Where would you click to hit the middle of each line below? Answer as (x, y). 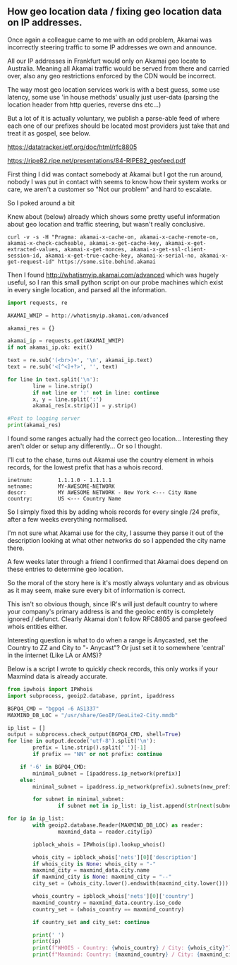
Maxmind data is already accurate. (57, 676)
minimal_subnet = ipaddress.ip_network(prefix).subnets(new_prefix (134, 786)
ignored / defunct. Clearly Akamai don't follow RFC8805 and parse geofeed (117, 619)
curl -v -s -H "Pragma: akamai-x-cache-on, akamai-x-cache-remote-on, (113, 237)
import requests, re (38, 303)
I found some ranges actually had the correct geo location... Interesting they (118, 439)
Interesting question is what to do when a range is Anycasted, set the (108, 640)
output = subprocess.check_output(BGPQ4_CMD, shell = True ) (94, 735)
